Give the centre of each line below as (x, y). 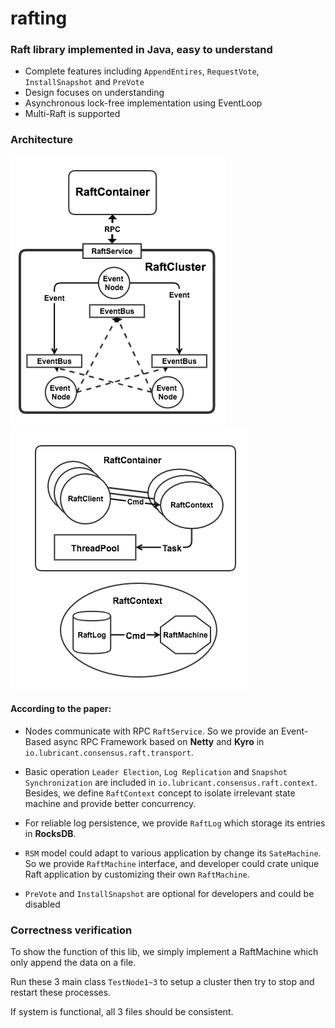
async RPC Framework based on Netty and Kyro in (159, 741)
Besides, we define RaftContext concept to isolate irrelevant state (160, 793)
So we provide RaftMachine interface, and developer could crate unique (172, 863)
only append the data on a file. (73, 963)
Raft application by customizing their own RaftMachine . (137, 874)
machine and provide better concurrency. (110, 803)
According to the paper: (61, 709)
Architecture (42, 140)
